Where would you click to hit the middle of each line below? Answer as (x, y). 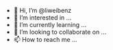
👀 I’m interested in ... (42, 18)
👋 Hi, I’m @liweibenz (42, 10)
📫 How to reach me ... (45, 40)
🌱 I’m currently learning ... (50, 25)
